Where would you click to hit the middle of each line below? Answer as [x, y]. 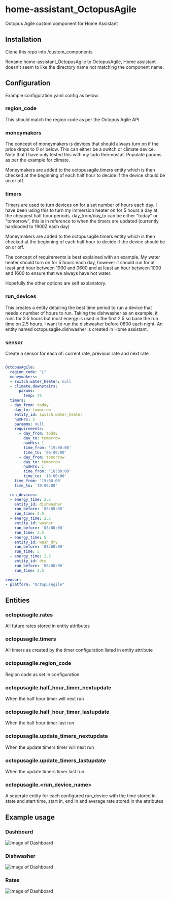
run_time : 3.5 [29, 514]
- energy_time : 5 [28, 537]
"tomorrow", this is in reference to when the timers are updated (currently [82, 221]
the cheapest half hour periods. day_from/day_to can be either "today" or [82, 216]
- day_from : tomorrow [42, 457]
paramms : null [29, 424]
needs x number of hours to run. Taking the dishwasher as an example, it [82, 313]
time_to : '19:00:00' [36, 485]
